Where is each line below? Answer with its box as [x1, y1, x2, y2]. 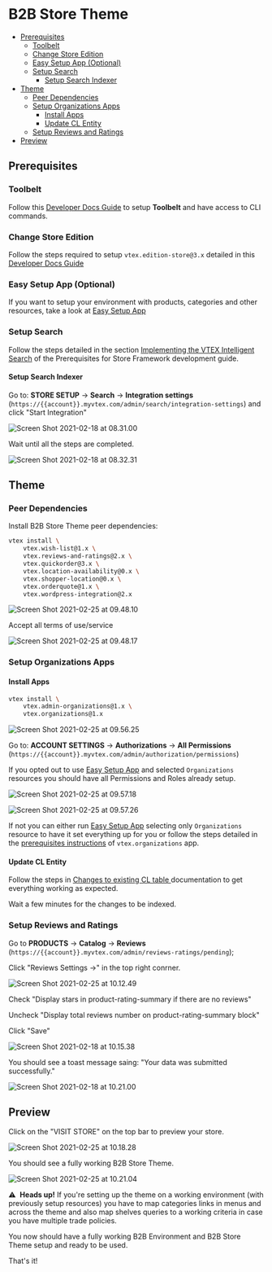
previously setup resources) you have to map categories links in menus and [8, 1199, 261, 1208]
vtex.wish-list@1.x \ [23, 545, 96, 553]
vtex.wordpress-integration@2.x [23, 590, 132, 599]
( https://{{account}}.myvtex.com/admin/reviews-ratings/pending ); [8, 946, 234, 957]
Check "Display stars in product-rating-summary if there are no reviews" [8, 994, 252, 1004]
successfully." [8, 1066, 55, 1076]
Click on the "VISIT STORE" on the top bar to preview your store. [8, 1127, 225, 1137]
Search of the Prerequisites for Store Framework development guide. [8, 353, 240, 363]
